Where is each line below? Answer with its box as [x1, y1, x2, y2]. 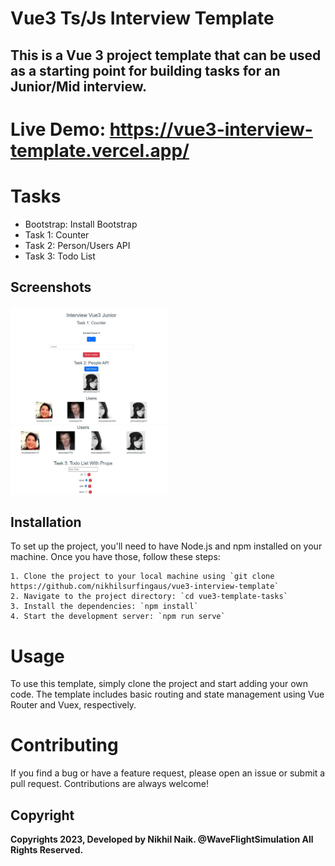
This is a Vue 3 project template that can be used [10, 47, 322, 64]
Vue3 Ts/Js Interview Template [10, 7, 275, 30]
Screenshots [10, 279, 92, 296]
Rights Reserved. [10, 844, 84, 856]
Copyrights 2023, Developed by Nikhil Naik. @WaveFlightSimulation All [10, 833, 314, 846]
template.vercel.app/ [10, 139, 190, 162]
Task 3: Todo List [24, 250, 96, 262]
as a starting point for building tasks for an [10, 62, 281, 79]
